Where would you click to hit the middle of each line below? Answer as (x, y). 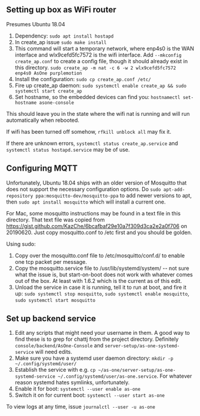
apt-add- (174, 189)
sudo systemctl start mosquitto (55, 300)
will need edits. (54, 352)
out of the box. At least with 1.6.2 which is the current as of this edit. (98, 281)
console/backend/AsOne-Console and (59, 346)
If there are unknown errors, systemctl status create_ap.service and (92, 143)
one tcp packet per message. (51, 261)
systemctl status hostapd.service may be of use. (68, 149)
